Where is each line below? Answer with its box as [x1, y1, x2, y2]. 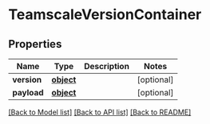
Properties [8, 37, 62, 51]
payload [12, 87, 44, 98]
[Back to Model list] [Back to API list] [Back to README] [8, 107, 192, 117]
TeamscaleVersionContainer [8, 6, 202, 24]
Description [83, 61, 130, 72]
